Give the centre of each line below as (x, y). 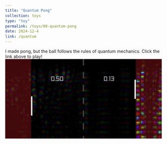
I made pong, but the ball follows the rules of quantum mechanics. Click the (83, 51)
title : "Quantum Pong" (29, 10)
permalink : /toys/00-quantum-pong (41, 26)
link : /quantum (21, 37)
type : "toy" (17, 21)
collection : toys (23, 16)
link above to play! (24, 56)
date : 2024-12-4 (22, 31)
